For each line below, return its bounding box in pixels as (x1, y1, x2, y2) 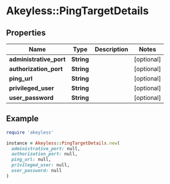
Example (6, 114, 39, 124)
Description (94, 46, 129, 53)
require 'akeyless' (6, 129, 54, 135)
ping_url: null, (11, 157, 51, 163)
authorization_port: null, (11, 151, 78, 157)
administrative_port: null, (11, 146, 81, 151)
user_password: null (11, 167, 62, 174)
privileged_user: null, (11, 162, 70, 168)
